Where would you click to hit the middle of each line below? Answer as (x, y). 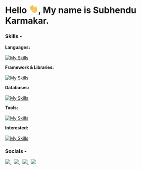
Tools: (12, 108)
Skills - (14, 36)
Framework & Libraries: (30, 67)
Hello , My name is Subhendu (71, 10)
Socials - (16, 151)
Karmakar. (27, 21)
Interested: (17, 127)
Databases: (17, 87)
